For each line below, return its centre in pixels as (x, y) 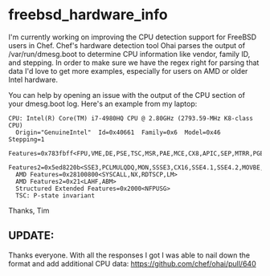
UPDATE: (31, 235)
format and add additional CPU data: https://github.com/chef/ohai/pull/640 (132, 263)
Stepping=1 (27, 139)
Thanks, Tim (29, 210)
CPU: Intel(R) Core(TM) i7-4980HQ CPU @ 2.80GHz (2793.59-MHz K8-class (131, 118)
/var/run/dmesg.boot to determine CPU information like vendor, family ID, (129, 54)
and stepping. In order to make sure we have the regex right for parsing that (134, 63)
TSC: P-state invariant (55, 195)
